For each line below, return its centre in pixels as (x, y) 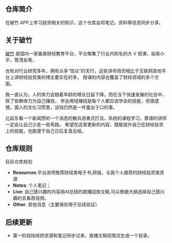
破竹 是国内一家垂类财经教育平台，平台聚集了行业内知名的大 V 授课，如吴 (83, 53)
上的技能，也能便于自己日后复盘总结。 (46, 131)
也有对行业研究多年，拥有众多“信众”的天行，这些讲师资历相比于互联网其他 (84, 71)
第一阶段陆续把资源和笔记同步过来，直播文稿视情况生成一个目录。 (82, 236)
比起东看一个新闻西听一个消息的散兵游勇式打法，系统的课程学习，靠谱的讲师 (86, 118)
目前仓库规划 (19, 162)
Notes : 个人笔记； (32, 185)
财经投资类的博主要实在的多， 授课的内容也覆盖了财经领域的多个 (87, 77)
